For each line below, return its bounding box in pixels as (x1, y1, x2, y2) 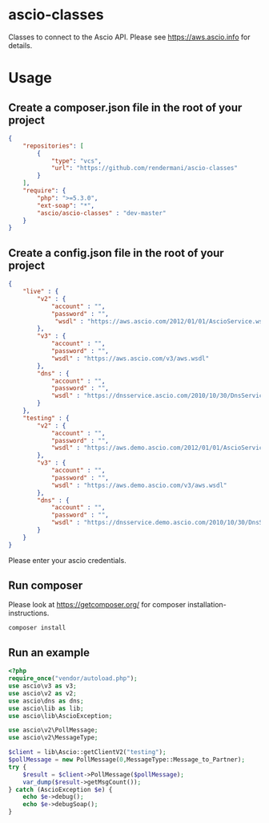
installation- (187, 600, 227, 610)
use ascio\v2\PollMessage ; (8, 726, 98, 735)
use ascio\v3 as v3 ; (8, 682, 78, 690)
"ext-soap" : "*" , (37, 201, 94, 209)
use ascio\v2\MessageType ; (8, 734, 98, 742)
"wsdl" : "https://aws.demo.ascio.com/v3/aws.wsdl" (50, 481, 227, 489)
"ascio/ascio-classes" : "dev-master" (37, 209, 167, 217)
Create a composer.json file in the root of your (8, 100, 243, 114)
